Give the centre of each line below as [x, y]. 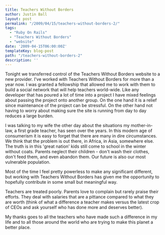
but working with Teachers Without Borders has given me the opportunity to [82, 177]
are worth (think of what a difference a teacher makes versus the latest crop [82, 202]
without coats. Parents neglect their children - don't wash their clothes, [77, 152]
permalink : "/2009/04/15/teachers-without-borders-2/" [63, 23]
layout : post [18, 19]
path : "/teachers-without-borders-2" [44, 55]
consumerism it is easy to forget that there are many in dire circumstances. [81, 136]
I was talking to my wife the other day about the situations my [67, 126]
